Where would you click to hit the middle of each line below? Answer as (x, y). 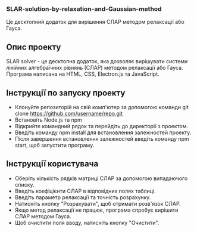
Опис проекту (34, 47)
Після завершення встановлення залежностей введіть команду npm (102, 138)
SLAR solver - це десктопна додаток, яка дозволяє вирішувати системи (97, 61)
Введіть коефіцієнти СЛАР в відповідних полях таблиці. (85, 191)
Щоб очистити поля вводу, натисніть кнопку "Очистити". (87, 222)
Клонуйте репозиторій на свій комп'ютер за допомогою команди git (102, 107)
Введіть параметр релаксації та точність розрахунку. (83, 197)
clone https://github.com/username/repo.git (69, 113)
